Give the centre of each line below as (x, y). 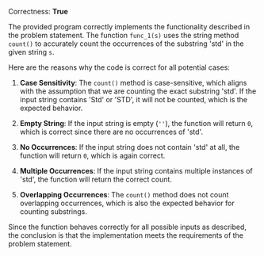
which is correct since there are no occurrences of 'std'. (111, 132)
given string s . (31, 52)
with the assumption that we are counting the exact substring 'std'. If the (138, 91)
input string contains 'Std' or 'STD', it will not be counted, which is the (134, 99)
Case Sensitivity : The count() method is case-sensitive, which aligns (133, 83)
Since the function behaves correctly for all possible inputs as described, (128, 227)
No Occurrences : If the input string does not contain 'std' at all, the (130, 147)
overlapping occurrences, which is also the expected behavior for (127, 203)
